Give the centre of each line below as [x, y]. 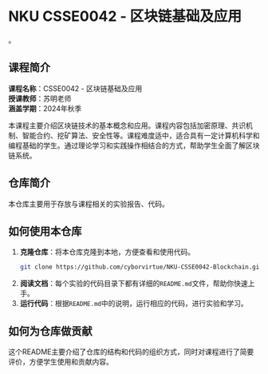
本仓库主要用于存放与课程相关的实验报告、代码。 [89, 204]
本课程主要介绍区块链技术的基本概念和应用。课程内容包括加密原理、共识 [127, 125]
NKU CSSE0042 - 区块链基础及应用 [125, 16]
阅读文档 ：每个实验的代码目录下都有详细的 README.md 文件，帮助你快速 [134, 284]
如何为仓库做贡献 [50, 331]
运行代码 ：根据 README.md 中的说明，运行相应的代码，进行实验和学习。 [134, 304]
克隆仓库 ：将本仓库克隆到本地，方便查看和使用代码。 [107, 252]
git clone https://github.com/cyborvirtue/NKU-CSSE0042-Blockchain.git [141, 267]
